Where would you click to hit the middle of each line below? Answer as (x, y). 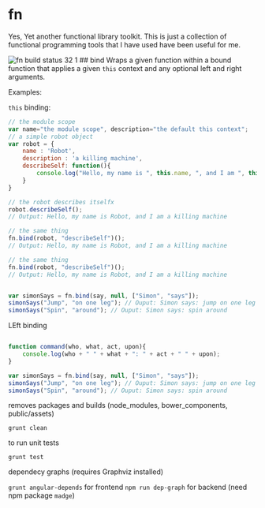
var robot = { (32, 144)
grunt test (26, 458)
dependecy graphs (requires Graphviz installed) (86, 472)
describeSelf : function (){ (67, 166)
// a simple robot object (50, 136)
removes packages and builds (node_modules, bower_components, (118, 405)
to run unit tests (34, 443)
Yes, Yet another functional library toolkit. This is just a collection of (118, 36)
